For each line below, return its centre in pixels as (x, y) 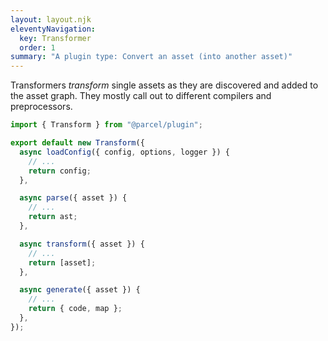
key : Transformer (55, 38)
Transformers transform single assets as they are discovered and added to (164, 85)
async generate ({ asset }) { (80, 290)
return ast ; (53, 217)
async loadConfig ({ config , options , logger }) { (124, 152)
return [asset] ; (62, 262)
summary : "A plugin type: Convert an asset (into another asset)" (151, 57)
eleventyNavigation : (53, 29)
